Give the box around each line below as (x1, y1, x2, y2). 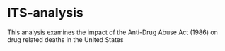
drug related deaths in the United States (7, 35, 124, 43)
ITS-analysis (7, 5, 83, 21)
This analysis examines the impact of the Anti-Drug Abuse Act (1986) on (7, 28, 218, 36)
